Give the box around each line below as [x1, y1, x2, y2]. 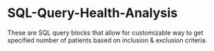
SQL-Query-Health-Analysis [7, 5, 179, 21]
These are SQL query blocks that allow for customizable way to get [7, 28, 203, 37]
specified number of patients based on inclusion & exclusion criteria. [7, 35, 208, 44]
